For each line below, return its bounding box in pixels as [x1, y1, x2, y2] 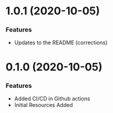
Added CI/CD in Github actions [14, 94, 90, 102]
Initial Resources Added [14, 101, 73, 108]
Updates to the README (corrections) [14, 39, 108, 46]
